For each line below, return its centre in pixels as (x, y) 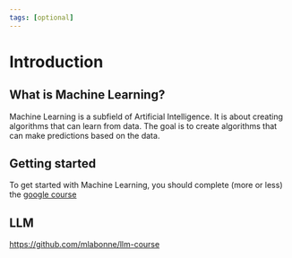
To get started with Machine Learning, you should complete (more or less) (146, 185)
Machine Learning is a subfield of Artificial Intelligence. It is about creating (146, 116)
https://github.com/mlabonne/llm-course (85, 245)
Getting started (53, 163)
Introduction (56, 61)
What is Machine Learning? (87, 95)
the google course (43, 194)
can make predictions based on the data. (85, 135)
